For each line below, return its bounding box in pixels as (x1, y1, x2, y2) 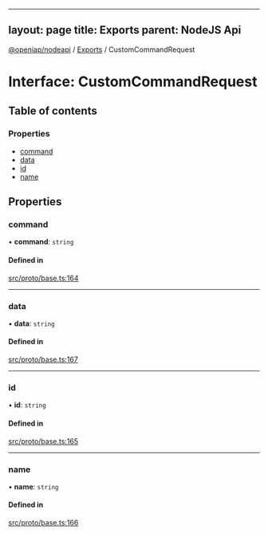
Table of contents (8, 105, 97, 118)
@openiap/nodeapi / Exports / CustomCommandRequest (8, 45, 195, 54)
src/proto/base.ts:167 (8, 355, 78, 364)
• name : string (8, 481, 59, 491)
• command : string (8, 237, 74, 247)
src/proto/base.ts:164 (8, 273, 79, 283)
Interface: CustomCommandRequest (8, 73, 258, 90)
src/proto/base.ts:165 (8, 436, 79, 446)
